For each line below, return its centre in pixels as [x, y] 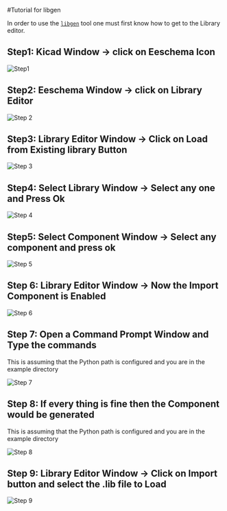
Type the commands [52, 345]
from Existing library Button [67, 150]
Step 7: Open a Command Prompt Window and [108, 335]
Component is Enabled [57, 296]
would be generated [51, 415]
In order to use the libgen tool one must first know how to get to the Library [114, 23]
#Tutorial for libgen [34, 10]
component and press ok [61, 248]
